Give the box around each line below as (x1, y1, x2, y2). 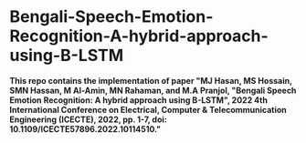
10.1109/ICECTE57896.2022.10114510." (9, 123, 162, 134)
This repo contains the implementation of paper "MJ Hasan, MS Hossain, (9, 75, 292, 86)
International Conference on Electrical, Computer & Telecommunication (9, 104, 288, 115)
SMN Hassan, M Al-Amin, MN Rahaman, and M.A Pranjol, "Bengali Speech (9, 85, 297, 96)
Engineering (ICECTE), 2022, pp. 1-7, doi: (9, 114, 167, 125)
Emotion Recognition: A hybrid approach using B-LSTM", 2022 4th (9, 94, 268, 106)
